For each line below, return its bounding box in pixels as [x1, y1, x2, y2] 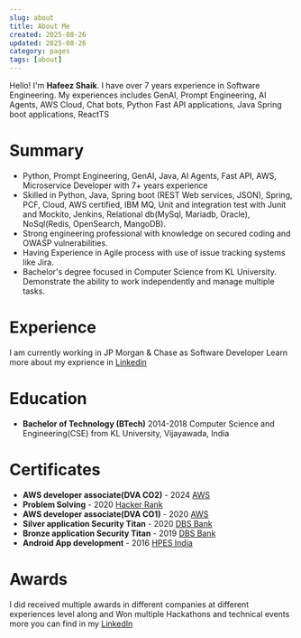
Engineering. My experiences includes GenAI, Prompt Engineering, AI [9, 89, 268, 100]
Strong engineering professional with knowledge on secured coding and [22, 228, 291, 239]
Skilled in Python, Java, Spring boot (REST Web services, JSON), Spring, [22, 189, 293, 200]
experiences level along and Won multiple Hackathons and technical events [9, 608, 290, 619]
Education [9, 389, 87, 409]
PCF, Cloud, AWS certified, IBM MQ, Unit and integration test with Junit [22, 199, 287, 210]
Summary [9, 141, 84, 161]
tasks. [22, 286, 45, 296]
